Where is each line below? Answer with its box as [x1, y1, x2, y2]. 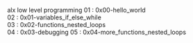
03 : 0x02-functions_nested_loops [7, 21, 106, 28]
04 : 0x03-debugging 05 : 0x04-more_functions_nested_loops [7, 28, 186, 36]
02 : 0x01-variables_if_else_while [7, 13, 102, 21]
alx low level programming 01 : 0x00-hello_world [7, 6, 146, 14]
